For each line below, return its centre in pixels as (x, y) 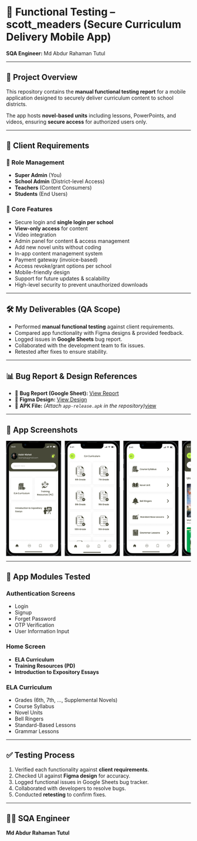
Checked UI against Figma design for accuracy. (72, 776)
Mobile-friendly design (42, 272)
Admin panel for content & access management (72, 241)
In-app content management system (59, 253)
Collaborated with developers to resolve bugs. (70, 788)
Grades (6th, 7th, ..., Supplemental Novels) (66, 700)
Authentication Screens (41, 593)
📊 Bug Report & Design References (72, 376)
